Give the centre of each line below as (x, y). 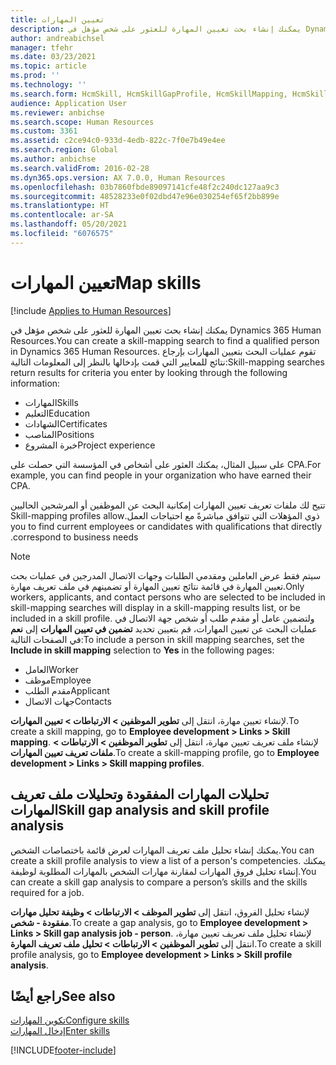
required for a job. (47, 892)
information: (35, 383)
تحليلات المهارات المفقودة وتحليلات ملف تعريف (140, 794)
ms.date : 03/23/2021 (53, 57)
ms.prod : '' (35, 76)
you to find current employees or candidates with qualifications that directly (166, 526)
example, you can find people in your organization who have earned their (161, 475)
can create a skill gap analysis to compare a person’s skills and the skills (159, 882)
